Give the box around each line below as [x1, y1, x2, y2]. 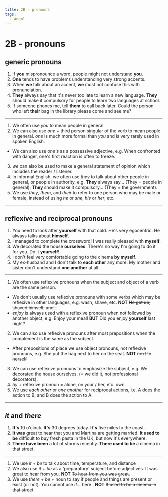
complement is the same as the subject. [12, 336, 95, 342]
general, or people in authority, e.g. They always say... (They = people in [12, 179, 162, 185]
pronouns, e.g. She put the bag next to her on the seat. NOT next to [12, 351, 152, 357]
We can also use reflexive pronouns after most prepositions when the [12, 330, 156, 336]
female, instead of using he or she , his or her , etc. [12, 195, 115, 201]
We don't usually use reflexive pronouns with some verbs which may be [12, 294, 161, 300]
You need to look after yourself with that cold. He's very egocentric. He [12, 228, 160, 234]
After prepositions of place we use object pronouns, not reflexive [12, 345, 146, 351]
